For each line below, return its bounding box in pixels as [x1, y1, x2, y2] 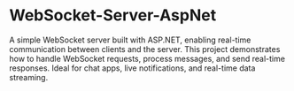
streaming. [9, 72, 49, 82]
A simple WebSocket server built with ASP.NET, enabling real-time [9, 34, 251, 45]
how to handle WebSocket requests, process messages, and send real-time [9, 53, 286, 64]
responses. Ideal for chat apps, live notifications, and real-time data [9, 63, 256, 73]
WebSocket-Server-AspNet [9, 5, 217, 26]
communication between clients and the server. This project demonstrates [9, 43, 281, 54]
